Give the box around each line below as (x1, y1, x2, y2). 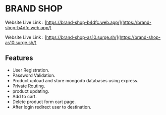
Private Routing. (12, 83, 46, 89)
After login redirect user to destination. (12, 104, 92, 110)
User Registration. (12, 67, 50, 73)
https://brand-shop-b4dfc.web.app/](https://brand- (46, 19, 152, 25)
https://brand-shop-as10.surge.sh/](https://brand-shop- (46, 34, 161, 40)
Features (5, 54, 33, 62)
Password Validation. (12, 72, 55, 78)
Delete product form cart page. (12, 99, 76, 105)
